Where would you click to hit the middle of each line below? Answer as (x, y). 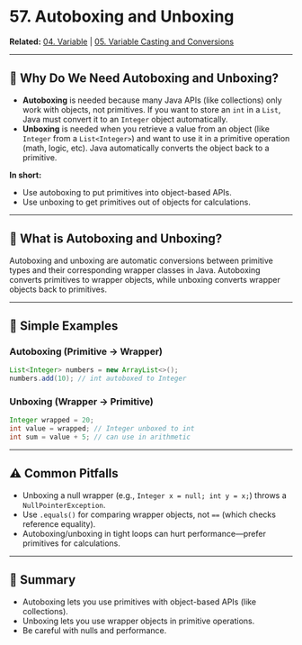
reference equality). (59, 523)
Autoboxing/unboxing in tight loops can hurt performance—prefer (144, 533)
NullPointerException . (64, 504)
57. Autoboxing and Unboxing (122, 17)
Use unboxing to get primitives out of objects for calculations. (137, 202)
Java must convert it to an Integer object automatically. (125, 119)
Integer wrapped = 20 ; (52, 421)
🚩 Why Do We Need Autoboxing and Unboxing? (144, 78)
